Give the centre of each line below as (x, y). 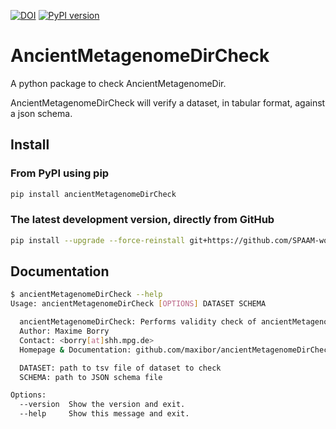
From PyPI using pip (60, 173)
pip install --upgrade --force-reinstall (98, 240)
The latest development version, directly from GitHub (142, 220)
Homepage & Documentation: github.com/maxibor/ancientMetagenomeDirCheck (176, 350)
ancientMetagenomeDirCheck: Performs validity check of (138, 322)
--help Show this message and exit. (104, 414)
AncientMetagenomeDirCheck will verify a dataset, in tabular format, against (168, 102)
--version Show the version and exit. (102, 405)
